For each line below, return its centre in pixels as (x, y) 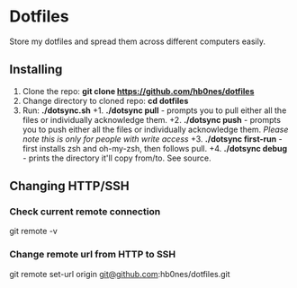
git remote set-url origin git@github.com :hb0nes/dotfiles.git (120, 274)
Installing (36, 70)
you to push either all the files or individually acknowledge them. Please (155, 129)
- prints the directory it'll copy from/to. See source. (117, 158)
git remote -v (34, 231)
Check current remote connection (85, 212)
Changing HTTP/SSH (69, 186)
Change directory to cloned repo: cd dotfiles (105, 100)
